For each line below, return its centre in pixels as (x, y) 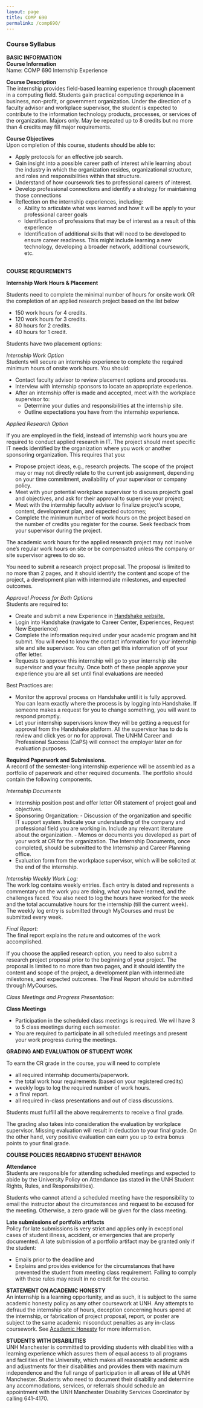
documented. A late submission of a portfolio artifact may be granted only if (101, 1241)
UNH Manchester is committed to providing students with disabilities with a (100, 1347)
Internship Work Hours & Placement (52, 283)
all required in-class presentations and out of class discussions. (94, 1101)
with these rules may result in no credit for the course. (82, 1279)
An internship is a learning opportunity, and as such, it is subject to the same (101, 1297)
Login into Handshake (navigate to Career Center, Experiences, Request (105, 622)
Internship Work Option (35, 355)
